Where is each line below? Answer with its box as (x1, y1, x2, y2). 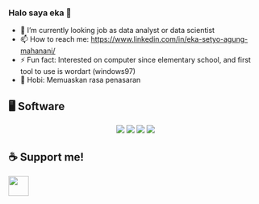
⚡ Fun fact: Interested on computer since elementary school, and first (19, 55, 252, 65)
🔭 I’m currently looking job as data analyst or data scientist (19, 26, 215, 35)
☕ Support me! (8, 150, 85, 164)
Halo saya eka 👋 (8, 7, 72, 18)
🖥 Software (8, 100, 65, 113)
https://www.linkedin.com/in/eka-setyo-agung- (90, 35, 249, 44)
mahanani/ (19, 46, 56, 55)
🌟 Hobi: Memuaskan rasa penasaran (19, 75, 141, 85)
